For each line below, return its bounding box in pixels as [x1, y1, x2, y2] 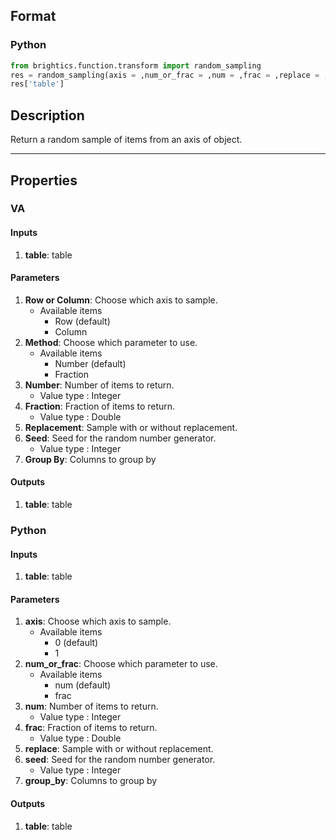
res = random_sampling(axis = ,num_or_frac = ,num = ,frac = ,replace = [10, 70, 320, 80]
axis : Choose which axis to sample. [24, 615, 172, 628]
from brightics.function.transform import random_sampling [10, 60, 262, 71]
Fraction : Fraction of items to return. [24, 400, 176, 412]
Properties [10, 172, 78, 189]
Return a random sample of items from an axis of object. [10, 134, 243, 146]
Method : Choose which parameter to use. [24, 336, 198, 348]
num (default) [54, 679, 112, 691]
